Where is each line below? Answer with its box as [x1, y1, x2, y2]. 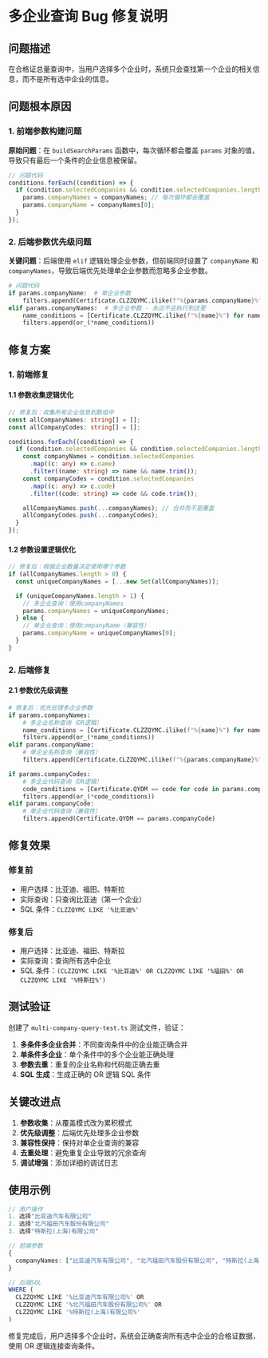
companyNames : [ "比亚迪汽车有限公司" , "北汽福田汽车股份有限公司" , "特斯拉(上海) [15, 1257, 263, 1265]
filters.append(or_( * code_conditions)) [22, 792, 156, 801]
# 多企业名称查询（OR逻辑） [22, 719, 103, 727]
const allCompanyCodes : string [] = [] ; [8, 423, 141, 431]
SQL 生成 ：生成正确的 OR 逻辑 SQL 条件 [19, 1069, 152, 1079]
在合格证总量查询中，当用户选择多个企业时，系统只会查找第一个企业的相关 [8, 65, 253, 73]
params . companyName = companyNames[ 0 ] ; [22, 201, 156, 209]
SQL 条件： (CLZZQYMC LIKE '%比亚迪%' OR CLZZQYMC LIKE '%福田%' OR [19, 966, 244, 976]
